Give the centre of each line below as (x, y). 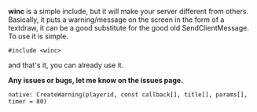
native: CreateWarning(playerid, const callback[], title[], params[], (128, 95)
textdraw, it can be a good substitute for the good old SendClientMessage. (128, 28)
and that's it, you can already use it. (66, 65)
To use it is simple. (38, 36)
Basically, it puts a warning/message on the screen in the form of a (116, 20)
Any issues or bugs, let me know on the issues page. (95, 80)
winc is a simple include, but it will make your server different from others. (128, 11)
